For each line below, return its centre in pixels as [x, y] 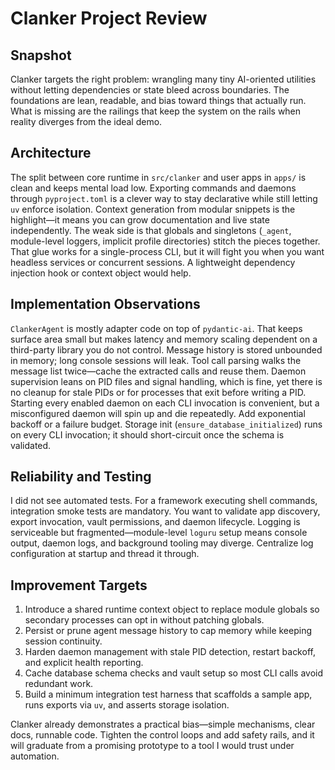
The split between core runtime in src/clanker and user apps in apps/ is [158, 177]
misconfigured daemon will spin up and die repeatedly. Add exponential [158, 413]
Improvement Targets [79, 585]
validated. [31, 445]
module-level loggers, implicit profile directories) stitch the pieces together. [165, 241]
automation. [35, 756]
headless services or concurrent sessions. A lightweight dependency [153, 262]
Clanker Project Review [109, 18]
